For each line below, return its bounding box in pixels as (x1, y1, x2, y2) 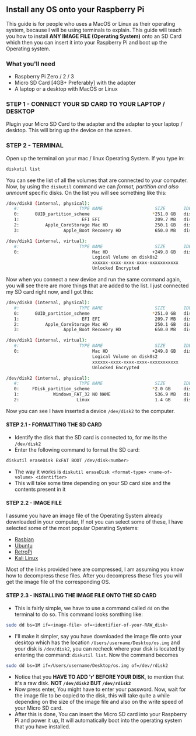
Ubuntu (14, 542, 33, 549)
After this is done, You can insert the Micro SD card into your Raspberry (14, 711, 187, 718)
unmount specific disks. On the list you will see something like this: (6, 189, 167, 196)
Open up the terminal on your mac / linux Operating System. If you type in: (6, 154, 185, 161)
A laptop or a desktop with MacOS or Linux (14, 85, 118, 92)
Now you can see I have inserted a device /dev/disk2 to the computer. (6, 407, 175, 414)
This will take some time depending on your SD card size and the (14, 480, 171, 487)
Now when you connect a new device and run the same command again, (6, 276, 181, 283)
